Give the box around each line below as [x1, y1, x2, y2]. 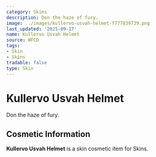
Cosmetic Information [6, 129, 91, 139]
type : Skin [6, 65, 34, 72]
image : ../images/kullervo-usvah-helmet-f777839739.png [6, 20, 150, 26]
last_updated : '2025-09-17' [6, 25, 77, 32]
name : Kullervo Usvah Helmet [6, 32, 80, 38]
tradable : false [6, 59, 47, 65]
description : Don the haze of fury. [6, 15, 99, 21]
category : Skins [6, 8, 47, 15]
